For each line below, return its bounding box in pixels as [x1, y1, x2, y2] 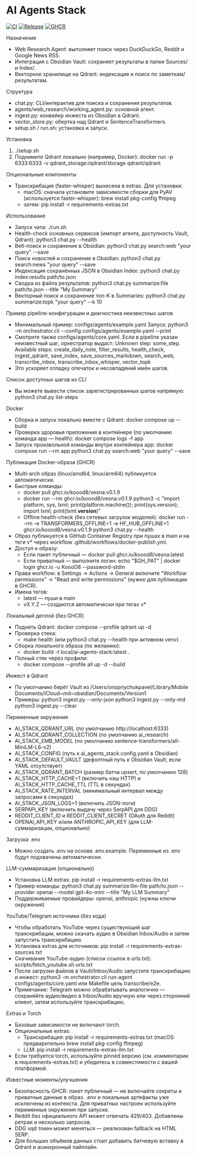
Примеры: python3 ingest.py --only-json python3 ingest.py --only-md [14, 695, 186, 703]
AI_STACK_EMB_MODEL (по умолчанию [14, 737, 113, 744]
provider [14, 888, 35, 895]
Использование [6, 212, 46, 219]
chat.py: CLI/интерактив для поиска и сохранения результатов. [14, 99, 173, 106]
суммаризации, [14, 824, 54, 831]
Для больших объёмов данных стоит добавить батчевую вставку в [14, 1137, 184, 1144]
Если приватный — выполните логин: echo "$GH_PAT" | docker [23, 557, 181, 564]
